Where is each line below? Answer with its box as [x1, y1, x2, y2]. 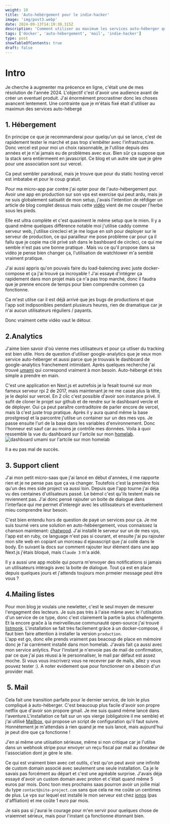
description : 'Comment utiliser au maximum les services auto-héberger [5, 26, 159, 32]
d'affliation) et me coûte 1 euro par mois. [5, 797, 90, 804]
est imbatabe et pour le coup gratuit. [5, 176, 81, 182]
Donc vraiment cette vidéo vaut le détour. [5, 317, 92, 323]
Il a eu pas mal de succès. [5, 446, 60, 453]
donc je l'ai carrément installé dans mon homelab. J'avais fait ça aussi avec [5, 641, 163, 648]
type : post [5, 36, 28, 41]
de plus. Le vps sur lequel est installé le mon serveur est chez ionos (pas [5, 792, 157, 798]
